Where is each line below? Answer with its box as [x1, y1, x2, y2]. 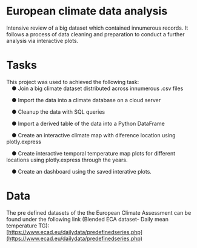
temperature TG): [6, 222, 50, 229]
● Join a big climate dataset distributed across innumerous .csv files [12, 85, 184, 92]
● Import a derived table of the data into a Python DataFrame [12, 120, 165, 127]
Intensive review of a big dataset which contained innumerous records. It [6, 24, 189, 31]
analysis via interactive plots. [6, 37, 79, 44]
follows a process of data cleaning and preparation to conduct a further [6, 30, 185, 38]
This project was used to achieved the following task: [6, 78, 139, 85]
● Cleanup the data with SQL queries [12, 108, 105, 116]
